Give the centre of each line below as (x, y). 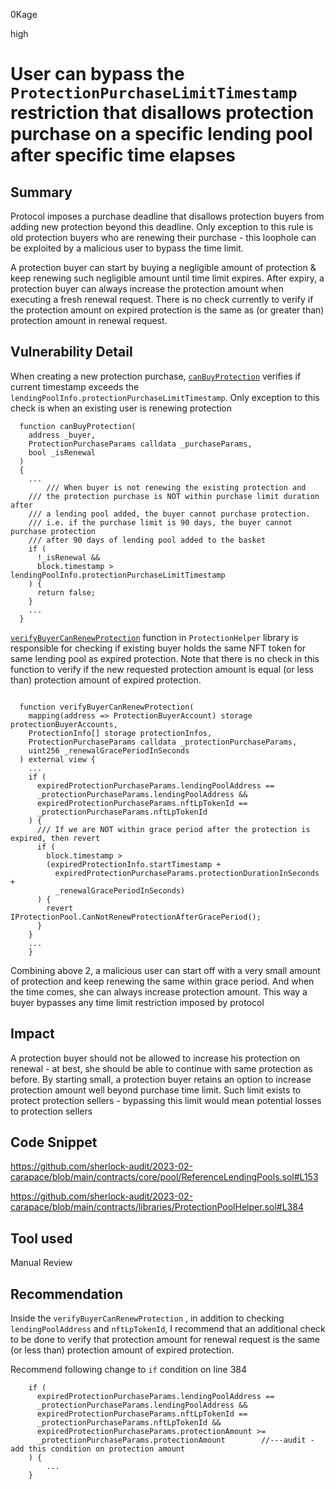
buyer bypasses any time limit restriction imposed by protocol (137, 1002)
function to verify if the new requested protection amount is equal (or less (162, 669)
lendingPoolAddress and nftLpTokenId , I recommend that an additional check (168, 1329)
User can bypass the (97, 74)
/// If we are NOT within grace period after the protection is (173, 829)
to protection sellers (51, 1111)
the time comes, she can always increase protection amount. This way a (159, 991)
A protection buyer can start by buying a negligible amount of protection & (163, 267)
